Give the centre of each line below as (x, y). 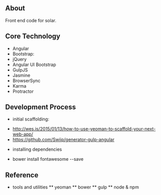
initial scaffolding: (31, 119)
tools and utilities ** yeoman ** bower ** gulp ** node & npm (76, 187)
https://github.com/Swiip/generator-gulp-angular (63, 140)
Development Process (41, 107)
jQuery (19, 59)
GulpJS (20, 70)
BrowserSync (26, 81)
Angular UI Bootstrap (34, 64)
